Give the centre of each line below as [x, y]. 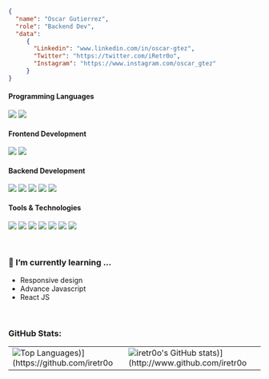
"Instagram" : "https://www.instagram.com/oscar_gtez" [125, 64]
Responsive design [51, 280]
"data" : [28, 34]
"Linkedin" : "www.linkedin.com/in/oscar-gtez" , [114, 49]
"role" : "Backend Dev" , [55, 26]
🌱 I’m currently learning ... [60, 262]
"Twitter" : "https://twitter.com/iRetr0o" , [107, 56]
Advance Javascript [53, 289]
